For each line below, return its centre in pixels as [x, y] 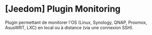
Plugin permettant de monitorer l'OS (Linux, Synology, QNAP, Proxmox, [76, 22]
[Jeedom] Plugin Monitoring [63, 9]
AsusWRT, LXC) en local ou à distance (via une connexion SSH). [69, 27]
